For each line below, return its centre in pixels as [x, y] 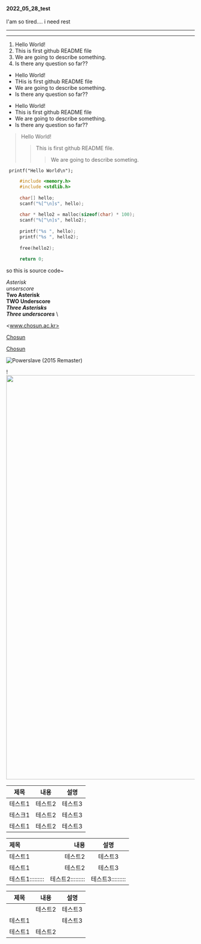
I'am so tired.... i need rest [38, 22]
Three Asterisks [27, 308]
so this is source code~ [35, 271]
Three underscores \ [32, 314]
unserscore [20, 289]
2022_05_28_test [28, 8]
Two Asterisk [23, 295]
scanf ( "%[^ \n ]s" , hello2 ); [53, 220]
